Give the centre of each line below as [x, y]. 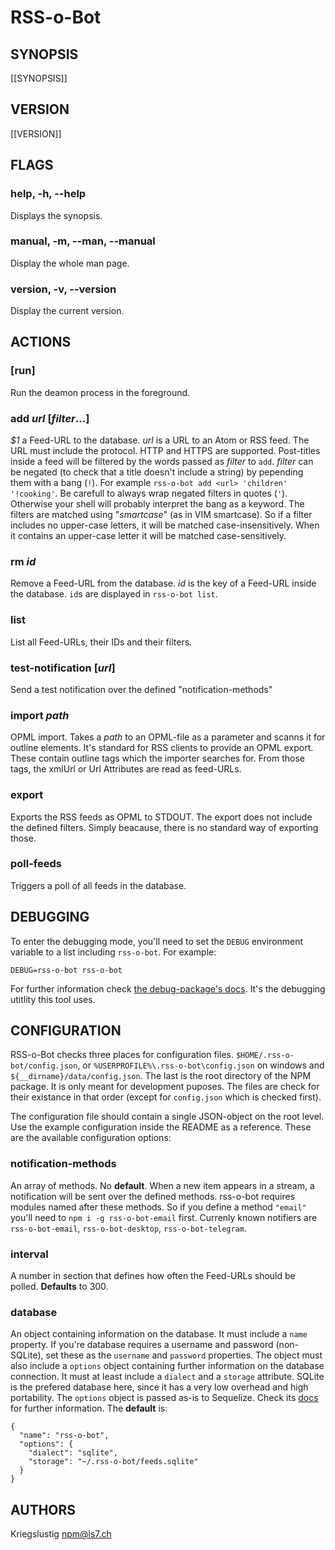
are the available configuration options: [91, 1138]
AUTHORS [43, 1509]
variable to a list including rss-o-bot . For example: [113, 952]
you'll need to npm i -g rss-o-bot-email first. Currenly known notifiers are [164, 1217]
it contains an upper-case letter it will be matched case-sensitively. [148, 536]
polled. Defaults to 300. [59, 1287]
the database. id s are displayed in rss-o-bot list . [114, 594]
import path [40, 715]
